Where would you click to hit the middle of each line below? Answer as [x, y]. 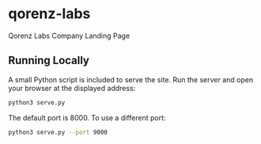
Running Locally [49, 61]
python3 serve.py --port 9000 [58, 132]
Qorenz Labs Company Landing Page [69, 36]
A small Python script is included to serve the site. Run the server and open [131, 79]
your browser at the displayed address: [72, 88]
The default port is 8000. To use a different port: [87, 117]
